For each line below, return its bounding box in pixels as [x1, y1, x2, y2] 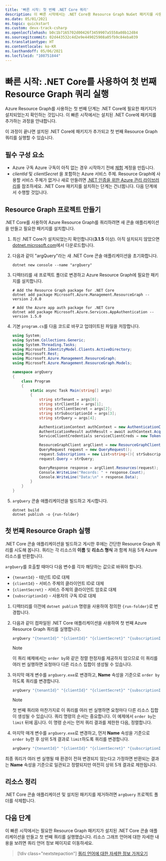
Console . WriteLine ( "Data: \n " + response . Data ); [39, 474, 139, 480]
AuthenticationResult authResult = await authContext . [39, 429, 154, 434]
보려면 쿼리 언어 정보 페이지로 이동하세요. [14, 840, 94, 846]
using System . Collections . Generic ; [12, 337, 86, 343]
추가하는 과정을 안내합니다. [5, 118, 57, 124]
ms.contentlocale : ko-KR [5, 44, 56, 49]
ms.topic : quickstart [5, 21, 50, 26]
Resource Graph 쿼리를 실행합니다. [12, 626, 82, 632]
